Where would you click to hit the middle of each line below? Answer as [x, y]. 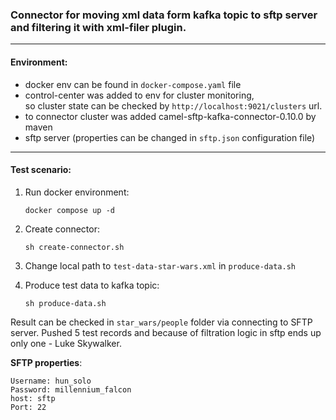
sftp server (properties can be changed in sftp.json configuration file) [170, 137]
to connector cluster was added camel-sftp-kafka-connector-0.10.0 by [170, 116]
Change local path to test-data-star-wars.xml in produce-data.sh [160, 265]
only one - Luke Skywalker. [66, 343]
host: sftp [33, 398]
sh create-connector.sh [74, 247]
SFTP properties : [46, 362]
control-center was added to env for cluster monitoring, [139, 95]
